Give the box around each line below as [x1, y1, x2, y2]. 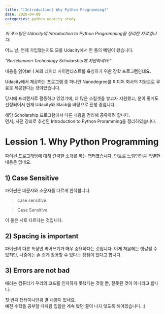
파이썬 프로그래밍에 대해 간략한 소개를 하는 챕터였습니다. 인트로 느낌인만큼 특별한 [5, 153, 161, 159]
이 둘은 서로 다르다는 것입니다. [5, 217, 63, 223]
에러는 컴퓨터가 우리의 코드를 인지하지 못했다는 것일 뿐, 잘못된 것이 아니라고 [5, 280, 150, 286]
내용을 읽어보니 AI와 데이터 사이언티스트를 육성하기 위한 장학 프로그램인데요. [5, 68, 151, 74]
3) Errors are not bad [5, 267, 70, 275]
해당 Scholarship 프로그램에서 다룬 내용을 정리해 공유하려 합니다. [5, 112, 131, 118]
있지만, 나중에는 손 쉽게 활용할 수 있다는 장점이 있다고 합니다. [5, 252, 122, 258]
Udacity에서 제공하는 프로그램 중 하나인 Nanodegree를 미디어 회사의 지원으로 [5, 79, 155, 85]
